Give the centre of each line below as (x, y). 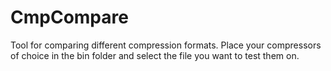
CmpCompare (69, 17)
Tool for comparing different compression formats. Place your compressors (166, 45)
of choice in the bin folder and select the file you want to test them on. (155, 55)
